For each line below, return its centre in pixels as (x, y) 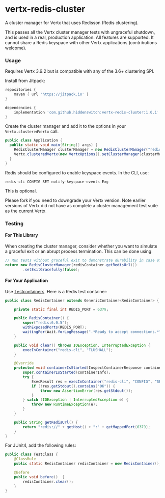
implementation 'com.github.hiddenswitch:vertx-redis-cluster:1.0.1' (87, 112)
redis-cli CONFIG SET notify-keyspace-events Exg (57, 182)
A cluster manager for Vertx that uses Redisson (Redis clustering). (72, 23)
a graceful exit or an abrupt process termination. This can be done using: (79, 251)
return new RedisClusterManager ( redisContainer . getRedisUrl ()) (71, 265)
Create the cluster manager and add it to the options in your (66, 126)
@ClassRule (25, 459)
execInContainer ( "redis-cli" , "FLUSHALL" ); (68, 350)
